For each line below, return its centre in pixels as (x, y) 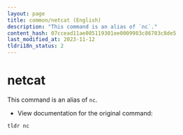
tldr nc (19, 126)
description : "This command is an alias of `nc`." (82, 26)
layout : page (26, 14)
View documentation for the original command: (85, 113)
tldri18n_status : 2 (36, 46)
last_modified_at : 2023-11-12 (51, 40)
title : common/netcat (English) (54, 20)
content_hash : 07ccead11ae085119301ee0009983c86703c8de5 (92, 33)
